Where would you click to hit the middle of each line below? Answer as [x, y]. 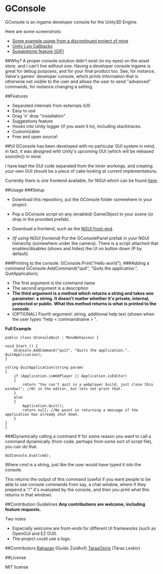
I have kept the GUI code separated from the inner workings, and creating [79, 166]
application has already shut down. [42, 414]
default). [20, 254]
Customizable [26, 131]
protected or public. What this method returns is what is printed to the [84, 303]
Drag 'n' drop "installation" [39, 116]
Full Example [18, 328]
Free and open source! [35, 137]
